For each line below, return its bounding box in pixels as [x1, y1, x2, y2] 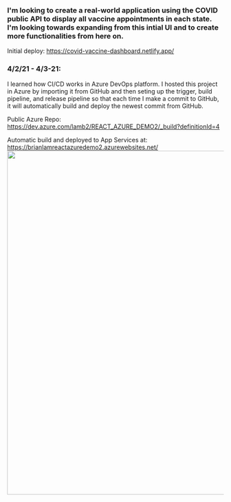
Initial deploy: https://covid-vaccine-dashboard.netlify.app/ [7, 47, 175, 55]
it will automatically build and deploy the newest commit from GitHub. [7, 102, 204, 110]
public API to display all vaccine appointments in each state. [7, 14, 212, 23]
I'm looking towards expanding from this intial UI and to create [7, 23, 219, 32]
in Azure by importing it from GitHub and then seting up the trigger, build [7, 87, 212, 95]
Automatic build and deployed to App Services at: [7, 135, 148, 144]
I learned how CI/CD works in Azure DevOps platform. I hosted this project [7, 80, 218, 88]
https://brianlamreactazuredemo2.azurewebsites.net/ [7, 143, 159, 151]
